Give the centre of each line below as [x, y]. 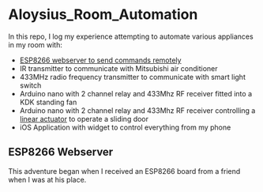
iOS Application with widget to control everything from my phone [125, 127]
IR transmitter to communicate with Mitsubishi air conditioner [119, 68]
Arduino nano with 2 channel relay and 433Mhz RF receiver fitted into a [136, 93]
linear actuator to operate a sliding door [84, 119]
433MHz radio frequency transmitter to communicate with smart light [133, 77]
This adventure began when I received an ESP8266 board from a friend [124, 171]
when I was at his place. [47, 179]
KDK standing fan [48, 102]
